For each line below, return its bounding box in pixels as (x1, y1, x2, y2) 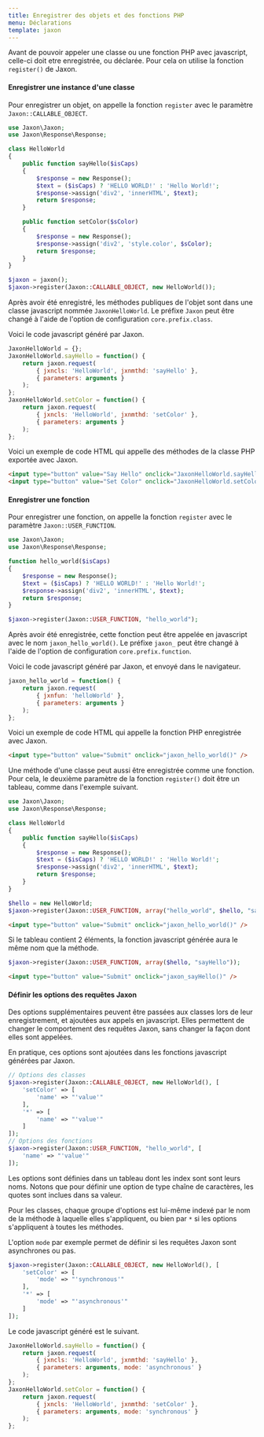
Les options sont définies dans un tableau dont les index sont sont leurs (8, 1173, 241, 1183)
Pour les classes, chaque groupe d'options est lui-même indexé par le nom (8, 1206, 251, 1215)
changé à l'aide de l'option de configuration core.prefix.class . (8, 314, 214, 324)
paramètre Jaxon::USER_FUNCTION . (8, 520, 116, 530)
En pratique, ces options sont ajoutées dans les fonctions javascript (8, 1048, 227, 1057)
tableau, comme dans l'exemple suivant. (8, 783, 139, 792)
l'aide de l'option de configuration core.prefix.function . (8, 646, 192, 656)
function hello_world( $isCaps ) (8, 557, 111, 565)
